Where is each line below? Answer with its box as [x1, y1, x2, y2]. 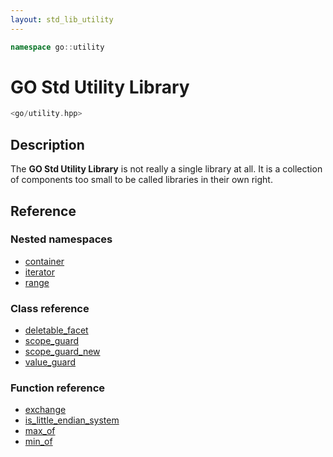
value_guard [24, 356, 77, 368]
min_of [24, 436, 53, 448]
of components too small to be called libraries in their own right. [10, 174, 273, 186]
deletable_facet [24, 324, 89, 336]
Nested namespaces [10, 232, 113, 246]
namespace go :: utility [10, 42, 105, 52]
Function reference [10, 381, 106, 395]
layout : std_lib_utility [10, 14, 114, 25]
